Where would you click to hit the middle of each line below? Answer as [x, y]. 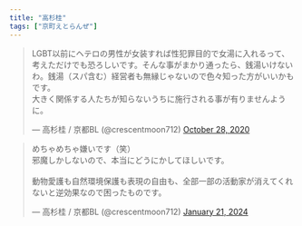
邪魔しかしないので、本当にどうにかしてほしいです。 [130, 160]
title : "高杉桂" [38, 18]
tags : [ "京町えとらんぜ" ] [54, 26]
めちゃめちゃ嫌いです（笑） [83, 148]
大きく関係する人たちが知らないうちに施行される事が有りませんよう [159, 98]
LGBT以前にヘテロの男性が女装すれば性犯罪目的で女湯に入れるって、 [161, 53]
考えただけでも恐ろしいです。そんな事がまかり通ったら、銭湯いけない [162, 64]
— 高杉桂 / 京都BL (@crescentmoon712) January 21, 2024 [140, 211]
